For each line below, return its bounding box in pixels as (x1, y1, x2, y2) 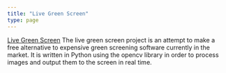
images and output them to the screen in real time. (7, 58, 152, 66)
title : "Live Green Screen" (7, 10, 89, 17)
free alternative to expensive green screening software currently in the (7, 43, 211, 51)
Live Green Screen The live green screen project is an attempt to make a (7, 35, 216, 44)
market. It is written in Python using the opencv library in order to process (7, 50, 219, 59)
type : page (7, 17, 39, 24)
